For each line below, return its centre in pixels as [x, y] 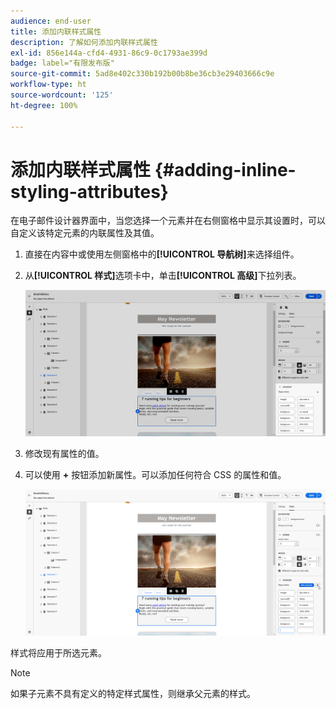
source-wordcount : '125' [62, 95]
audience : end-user [51, 21]
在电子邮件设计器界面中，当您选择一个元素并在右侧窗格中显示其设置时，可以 [168, 221]
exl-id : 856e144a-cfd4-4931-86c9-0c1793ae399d [109, 53]
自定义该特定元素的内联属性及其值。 [85, 233]
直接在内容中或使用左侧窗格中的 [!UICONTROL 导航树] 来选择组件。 [162, 254]
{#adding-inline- [225, 169]
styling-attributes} [89, 191]
